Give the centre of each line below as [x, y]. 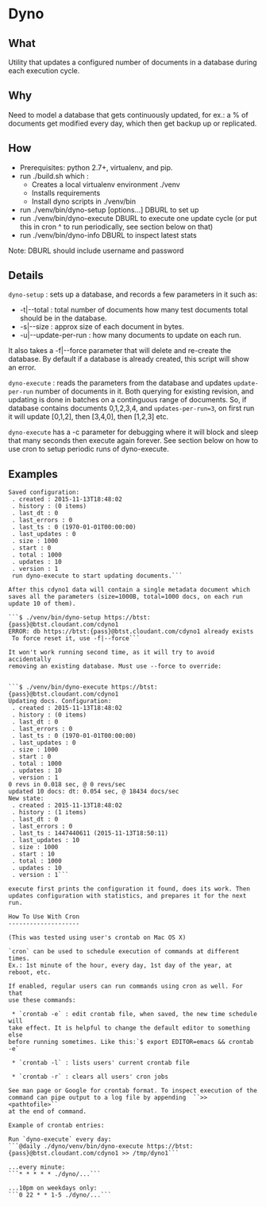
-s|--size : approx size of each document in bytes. [102, 327]
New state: [26, 799]
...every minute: [37, 1167]
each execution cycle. [44, 71]
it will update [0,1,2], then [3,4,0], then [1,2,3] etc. [89, 417]
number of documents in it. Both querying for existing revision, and [145, 391]
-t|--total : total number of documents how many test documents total [134, 310]
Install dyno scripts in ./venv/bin [84, 201]
